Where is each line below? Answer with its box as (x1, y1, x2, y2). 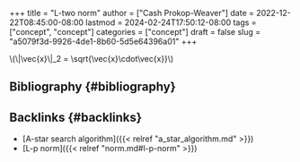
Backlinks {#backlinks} (9, 109, 142, 124)
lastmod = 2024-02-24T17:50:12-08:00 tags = (84, 17, 258, 28)
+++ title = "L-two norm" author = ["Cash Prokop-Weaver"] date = (9, 8, 254, 18)
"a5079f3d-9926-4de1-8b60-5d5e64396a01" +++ (9, 36, 198, 47)
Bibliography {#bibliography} (9, 80, 177, 95)
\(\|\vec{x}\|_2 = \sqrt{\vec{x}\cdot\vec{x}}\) (9, 54, 174, 64)
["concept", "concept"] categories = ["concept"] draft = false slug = (9, 27, 261, 37)
